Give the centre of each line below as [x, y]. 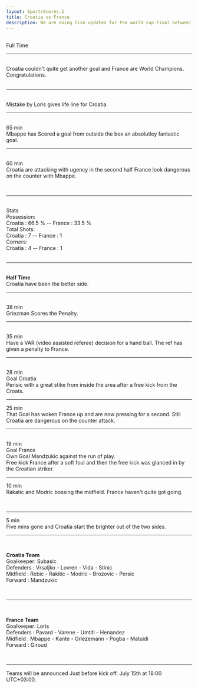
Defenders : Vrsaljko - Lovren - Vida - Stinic [59, 568]
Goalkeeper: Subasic [32, 561]
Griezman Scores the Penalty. [42, 314]
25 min [14, 408]
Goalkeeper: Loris [28, 626]
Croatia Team [23, 555]
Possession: [21, 217]
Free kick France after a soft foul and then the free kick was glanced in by [95, 463]
